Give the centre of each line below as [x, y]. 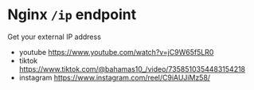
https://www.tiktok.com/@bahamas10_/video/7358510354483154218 [132, 68]
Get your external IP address [54, 37]
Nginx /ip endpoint [72, 15]
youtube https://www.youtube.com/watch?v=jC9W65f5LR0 [116, 52]
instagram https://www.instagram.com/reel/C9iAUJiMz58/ [115, 77]
